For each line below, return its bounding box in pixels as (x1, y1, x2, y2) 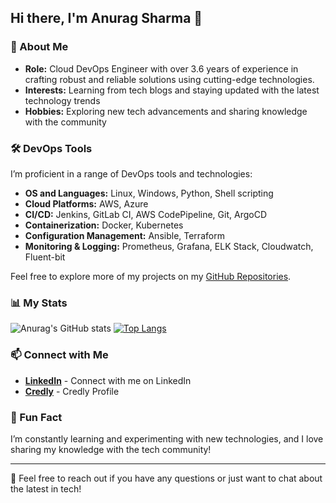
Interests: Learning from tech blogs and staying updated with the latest (24, 84, 320, 96)
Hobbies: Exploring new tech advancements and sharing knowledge (24, 105, 308, 117)
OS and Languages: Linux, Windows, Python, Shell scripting (24, 187, 274, 199)
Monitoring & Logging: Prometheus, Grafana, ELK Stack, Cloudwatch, (24, 240, 314, 252)
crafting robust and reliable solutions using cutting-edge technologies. (24, 73, 315, 85)
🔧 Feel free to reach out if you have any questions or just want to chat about (10, 472, 323, 484)
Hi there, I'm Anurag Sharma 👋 (10, 10, 203, 27)
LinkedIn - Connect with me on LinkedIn (24, 374, 192, 386)
